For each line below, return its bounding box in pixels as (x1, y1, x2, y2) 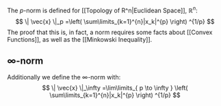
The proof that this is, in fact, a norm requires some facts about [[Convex (7, 28, 213, 36)
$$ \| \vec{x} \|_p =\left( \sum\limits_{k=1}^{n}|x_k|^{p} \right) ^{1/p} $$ (15, 17, 215, 25)
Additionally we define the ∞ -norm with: (7, 73, 121, 81)
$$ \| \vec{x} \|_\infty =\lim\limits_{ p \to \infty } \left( (42, 84, 188, 92)
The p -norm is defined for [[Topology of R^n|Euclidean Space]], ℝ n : (7, 5, 198, 14)
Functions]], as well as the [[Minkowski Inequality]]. (7, 35, 153, 43)
